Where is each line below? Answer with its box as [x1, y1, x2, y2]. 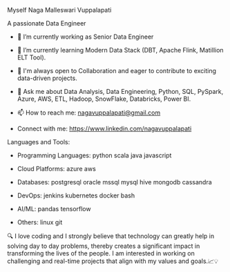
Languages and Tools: [7, 138, 70, 146]
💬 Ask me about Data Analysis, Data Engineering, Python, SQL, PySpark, [17, 88, 224, 95]
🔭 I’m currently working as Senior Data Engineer [17, 32, 154, 41]
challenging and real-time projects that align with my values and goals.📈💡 [7, 257, 219, 265]
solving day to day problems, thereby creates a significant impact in [7, 242, 200, 250]
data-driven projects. [17, 74, 77, 82]
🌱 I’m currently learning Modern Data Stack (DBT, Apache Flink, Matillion [17, 46, 224, 54]
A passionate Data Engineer [7, 19, 86, 27]
